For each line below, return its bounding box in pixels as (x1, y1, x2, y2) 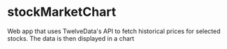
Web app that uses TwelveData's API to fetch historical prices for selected (7, 27, 221, 35)
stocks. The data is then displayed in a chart (7, 34, 135, 42)
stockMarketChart (7, 4, 117, 20)
